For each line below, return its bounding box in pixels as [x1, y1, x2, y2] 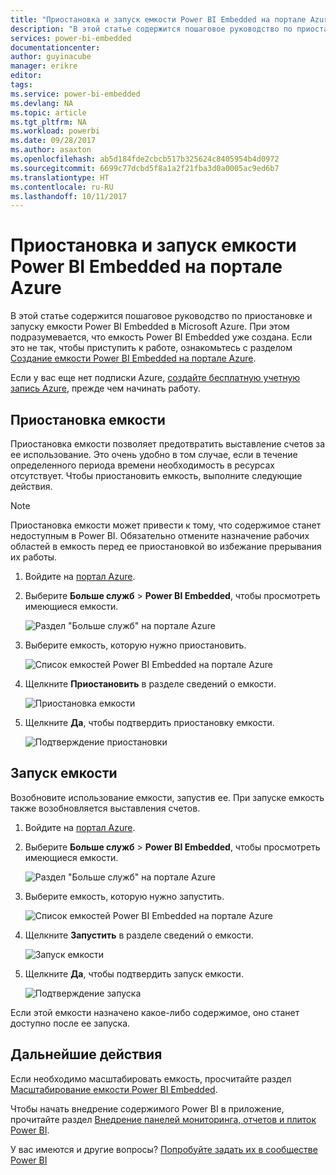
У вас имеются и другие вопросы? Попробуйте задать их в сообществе [10, 1143, 318, 1155]
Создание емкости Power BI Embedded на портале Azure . [10, 352, 257, 365]
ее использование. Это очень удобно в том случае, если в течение [10, 449, 298, 460]
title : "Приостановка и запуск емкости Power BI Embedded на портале [10, 14, 307, 25]
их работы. [10, 551, 58, 563]
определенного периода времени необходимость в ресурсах [10, 459, 276, 471]
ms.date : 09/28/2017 [10, 136, 97, 146]
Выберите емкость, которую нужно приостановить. [24, 639, 247, 651]
